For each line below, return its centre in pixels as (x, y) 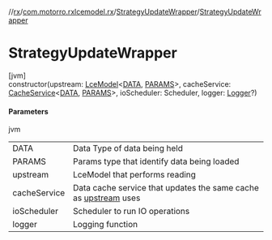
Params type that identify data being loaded (156, 161)
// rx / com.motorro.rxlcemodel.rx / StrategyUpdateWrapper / (104, 12)
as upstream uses (106, 198)
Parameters (28, 111)
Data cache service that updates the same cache (166, 188)
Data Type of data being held (128, 148)
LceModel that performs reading (134, 175)
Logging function (105, 225)
